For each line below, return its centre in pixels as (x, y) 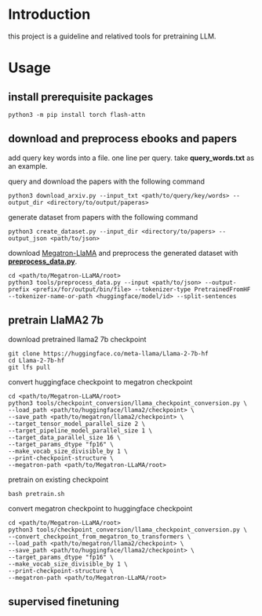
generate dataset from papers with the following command (103, 217)
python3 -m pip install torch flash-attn (77, 115)
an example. (28, 166)
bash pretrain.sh (36, 494)
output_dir (26, 202)
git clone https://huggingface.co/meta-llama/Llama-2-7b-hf (109, 354)
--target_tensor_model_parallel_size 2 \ (77, 424)
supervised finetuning (64, 601)
